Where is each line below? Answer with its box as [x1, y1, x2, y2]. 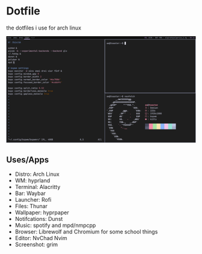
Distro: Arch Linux [14, 170, 60, 178]
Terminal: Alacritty [14, 184, 61, 191]
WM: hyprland [14, 177, 50, 184]
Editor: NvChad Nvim [14, 235, 67, 242]
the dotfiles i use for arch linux [6, 24, 82, 31]
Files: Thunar [14, 203, 48, 210]
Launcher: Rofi [14, 196, 52, 203]
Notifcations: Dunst [14, 215, 63, 223]
